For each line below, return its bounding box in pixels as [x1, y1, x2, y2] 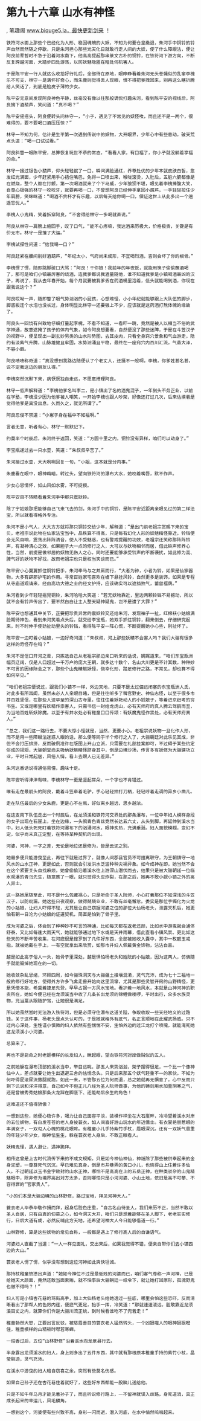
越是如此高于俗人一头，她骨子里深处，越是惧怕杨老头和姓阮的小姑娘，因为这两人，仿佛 [6, 954, 191, 960]
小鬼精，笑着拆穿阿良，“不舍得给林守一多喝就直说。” [19, 211, 131, 217]
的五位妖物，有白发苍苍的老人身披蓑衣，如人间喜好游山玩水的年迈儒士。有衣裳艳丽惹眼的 [6, 1119, 195, 1126]
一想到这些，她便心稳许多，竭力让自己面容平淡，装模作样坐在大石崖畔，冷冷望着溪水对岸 [6, 1113, 195, 1119]
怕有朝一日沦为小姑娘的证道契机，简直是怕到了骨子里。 [6, 911, 124, 917]
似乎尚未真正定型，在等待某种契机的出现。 [14, 831, 106, 837]
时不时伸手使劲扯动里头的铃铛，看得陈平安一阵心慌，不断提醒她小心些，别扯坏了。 [14, 623, 191, 629]
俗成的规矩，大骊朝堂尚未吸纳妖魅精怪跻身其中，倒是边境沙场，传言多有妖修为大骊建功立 [6, 747, 195, 753]
